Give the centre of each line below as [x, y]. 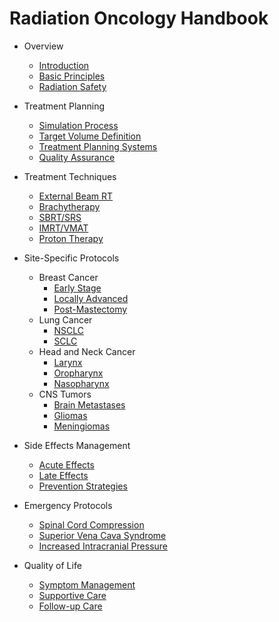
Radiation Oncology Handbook [139, 18]
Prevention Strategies [83, 486]
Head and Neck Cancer [87, 351]
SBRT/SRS [60, 217]
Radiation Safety [72, 86]
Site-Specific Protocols [71, 258]
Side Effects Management [77, 445]
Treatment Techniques [70, 176]
